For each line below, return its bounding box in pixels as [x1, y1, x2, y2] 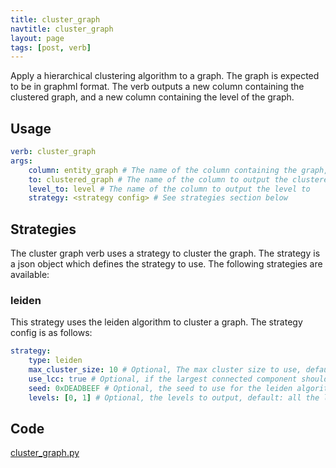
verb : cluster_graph [10, 147, 97, 157]
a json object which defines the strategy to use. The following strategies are [10, 258, 323, 270]
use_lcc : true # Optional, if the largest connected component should [28, 374, 329, 385]
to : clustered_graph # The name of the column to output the [28, 174, 288, 185]
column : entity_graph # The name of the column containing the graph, [28, 165, 329, 175]
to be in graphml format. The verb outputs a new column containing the [10, 81, 305, 93]
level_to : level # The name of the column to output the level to [28, 184, 311, 194]
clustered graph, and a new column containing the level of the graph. [10, 91, 295, 103]
